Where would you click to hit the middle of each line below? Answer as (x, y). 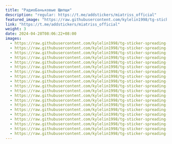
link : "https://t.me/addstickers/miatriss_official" (63, 24)
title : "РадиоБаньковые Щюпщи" (39, 10)
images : (14, 39)
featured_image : (23, 19)
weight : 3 (16, 29)
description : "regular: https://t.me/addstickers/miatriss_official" (81, 15)
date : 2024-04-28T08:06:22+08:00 (41, 34)
